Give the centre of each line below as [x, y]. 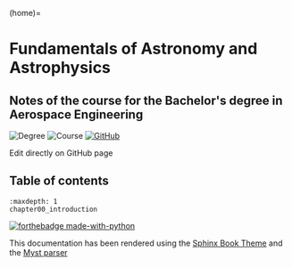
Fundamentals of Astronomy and [133, 49]
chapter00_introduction [54, 209]
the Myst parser [39, 252]
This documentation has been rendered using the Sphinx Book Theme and [146, 243]
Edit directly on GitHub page [61, 153]
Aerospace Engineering [76, 114]
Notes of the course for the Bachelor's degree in [146, 100]
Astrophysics [60, 68]
